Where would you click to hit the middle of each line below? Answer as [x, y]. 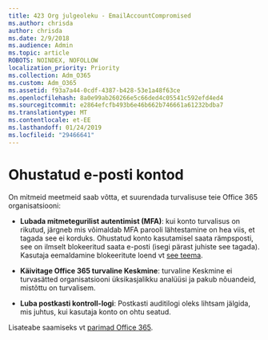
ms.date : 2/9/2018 [39, 38]
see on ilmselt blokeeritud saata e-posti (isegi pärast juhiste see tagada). [140, 246]
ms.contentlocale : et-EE [50, 120]
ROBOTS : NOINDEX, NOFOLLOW [53, 61]
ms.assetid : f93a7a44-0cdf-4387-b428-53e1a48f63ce [94, 90]
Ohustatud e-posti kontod [96, 174]
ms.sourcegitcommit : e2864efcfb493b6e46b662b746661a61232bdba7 [116, 105]
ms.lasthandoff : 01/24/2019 [55, 127]
